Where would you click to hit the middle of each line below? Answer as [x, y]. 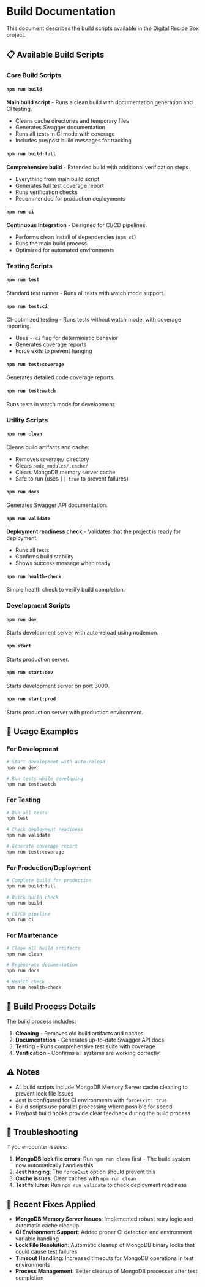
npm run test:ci [27, 306]
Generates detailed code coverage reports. [61, 377]
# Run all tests [27, 813]
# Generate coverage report [42, 846]
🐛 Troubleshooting [42, 1132]
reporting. [19, 326]
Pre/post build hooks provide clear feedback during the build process [103, 1113]
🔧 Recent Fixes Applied [51, 1204]
